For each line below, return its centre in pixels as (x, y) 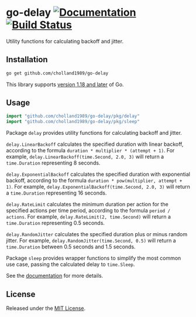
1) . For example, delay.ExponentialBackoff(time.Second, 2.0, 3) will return (98, 187)
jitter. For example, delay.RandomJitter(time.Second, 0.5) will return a (91, 241)
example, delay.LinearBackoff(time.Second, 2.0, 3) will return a (85, 157)
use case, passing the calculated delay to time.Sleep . (71, 264)
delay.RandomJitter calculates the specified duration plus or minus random (97, 234)
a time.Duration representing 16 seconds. (56, 193)
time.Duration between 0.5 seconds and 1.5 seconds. (71, 247)
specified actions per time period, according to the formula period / (88, 210)
